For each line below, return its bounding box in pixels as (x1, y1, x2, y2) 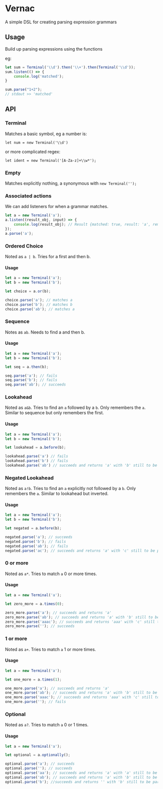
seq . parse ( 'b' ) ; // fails (5, 378, 57, 383)
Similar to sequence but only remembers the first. (5, 410, 104, 416)
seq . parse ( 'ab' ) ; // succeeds (5, 382, 66, 387)
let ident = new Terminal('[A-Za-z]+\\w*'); (5, 158, 97, 163)
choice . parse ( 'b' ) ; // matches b (5, 302, 73, 307)
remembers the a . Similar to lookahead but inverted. (5, 491, 109, 496)
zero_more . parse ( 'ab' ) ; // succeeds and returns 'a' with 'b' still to (5, 614, 153, 620)
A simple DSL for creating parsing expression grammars (5, 19, 117, 25)
